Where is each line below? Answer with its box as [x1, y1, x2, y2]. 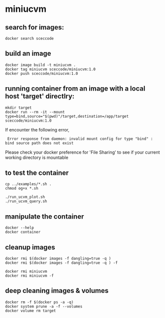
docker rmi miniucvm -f [5, 273, 54, 279]
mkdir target [5, 105, 32, 110]
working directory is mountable [5, 154, 68, 160]
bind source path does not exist [5, 140, 74, 146]
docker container [5, 230, 41, 235]
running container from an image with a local [5, 85, 145, 93]
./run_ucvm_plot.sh [5, 194, 45, 200]
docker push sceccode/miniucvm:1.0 [5, 71, 78, 76]
